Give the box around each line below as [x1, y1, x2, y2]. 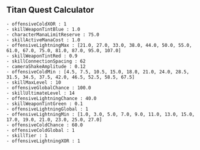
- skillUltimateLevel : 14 [6, 90, 75, 96]
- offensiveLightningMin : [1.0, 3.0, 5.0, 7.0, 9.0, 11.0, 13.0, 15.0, [6, 111, 195, 117]
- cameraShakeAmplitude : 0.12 [6, 63, 86, 69]
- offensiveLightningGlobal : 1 [6, 106, 88, 112]
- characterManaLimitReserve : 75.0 [6, 32, 99, 38]
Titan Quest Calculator [6, 5, 95, 15]
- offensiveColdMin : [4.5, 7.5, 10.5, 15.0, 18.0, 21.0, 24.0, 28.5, [6, 69, 190, 75]
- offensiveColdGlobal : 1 [6, 127, 75, 133]
